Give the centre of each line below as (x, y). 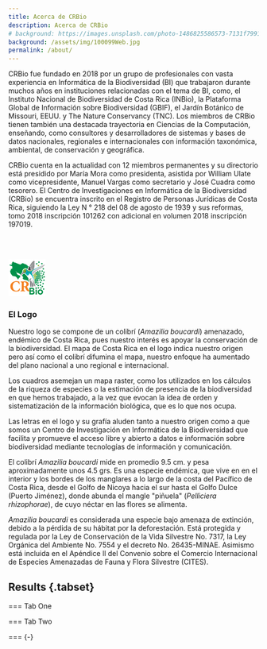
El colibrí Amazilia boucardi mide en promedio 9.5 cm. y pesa (108, 462)
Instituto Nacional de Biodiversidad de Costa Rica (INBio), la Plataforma (125, 99)
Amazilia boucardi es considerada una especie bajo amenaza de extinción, (131, 520)
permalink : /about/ (41, 50)
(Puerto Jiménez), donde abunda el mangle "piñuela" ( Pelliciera (112, 496)
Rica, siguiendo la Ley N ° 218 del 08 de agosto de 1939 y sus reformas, (126, 207)
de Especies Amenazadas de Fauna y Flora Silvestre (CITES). (108, 562)
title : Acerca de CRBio (48, 17)
